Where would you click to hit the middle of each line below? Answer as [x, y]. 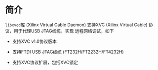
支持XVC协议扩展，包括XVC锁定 [45, 62]
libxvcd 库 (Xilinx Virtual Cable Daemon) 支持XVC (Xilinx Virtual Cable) [76, 25]
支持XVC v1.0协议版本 [34, 41]
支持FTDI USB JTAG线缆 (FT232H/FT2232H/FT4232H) [68, 52]
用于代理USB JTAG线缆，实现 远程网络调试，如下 [64, 31]
